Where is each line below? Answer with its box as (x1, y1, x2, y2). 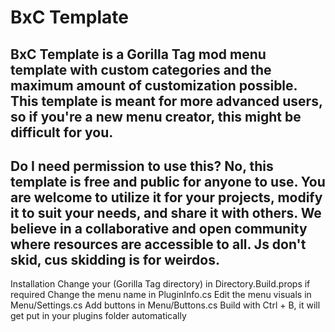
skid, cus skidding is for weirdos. (10, 251, 220, 268)
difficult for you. (10, 124, 114, 141)
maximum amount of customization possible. (10, 77, 298, 94)
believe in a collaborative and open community (10, 220, 308, 237)
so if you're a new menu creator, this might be (10, 108, 302, 125)
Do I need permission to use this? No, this (10, 157, 274, 175)
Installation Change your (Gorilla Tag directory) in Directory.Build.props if (10, 278, 311, 290)
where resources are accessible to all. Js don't (10, 236, 307, 253)
